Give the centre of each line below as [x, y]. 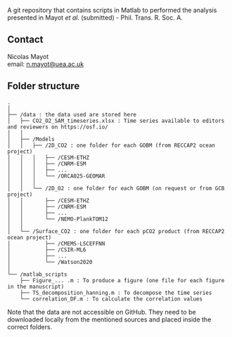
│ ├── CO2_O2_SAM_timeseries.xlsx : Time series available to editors [116, 121]
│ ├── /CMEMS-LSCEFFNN [56, 244]
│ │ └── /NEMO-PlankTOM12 [58, 219]
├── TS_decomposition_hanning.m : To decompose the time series [116, 293]
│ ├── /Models [31, 139]
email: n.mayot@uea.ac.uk [46, 64]
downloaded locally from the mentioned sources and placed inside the [109, 319]
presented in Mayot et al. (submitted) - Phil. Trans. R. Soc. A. [95, 18]
